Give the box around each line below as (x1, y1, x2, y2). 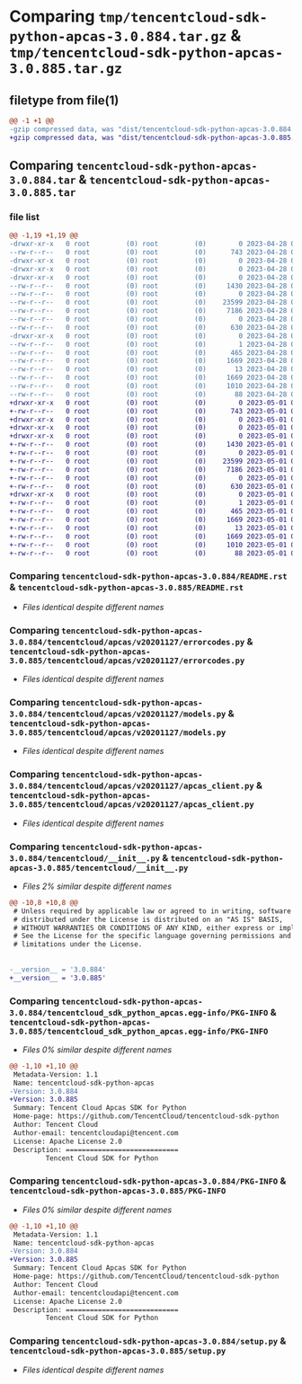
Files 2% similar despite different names (22, 881, 173, 892)
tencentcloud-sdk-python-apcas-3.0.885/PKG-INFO (9, 1186, 226, 1196)
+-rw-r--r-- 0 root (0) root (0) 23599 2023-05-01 (9, 457, 288, 466)
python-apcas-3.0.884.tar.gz (9, 29, 227, 46)
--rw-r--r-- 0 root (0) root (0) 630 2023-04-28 (9, 323, 288, 332)
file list (9, 210, 40, 223)
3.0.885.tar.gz (9, 60, 123, 77)
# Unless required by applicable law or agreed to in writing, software (13, 906, 292, 916)
